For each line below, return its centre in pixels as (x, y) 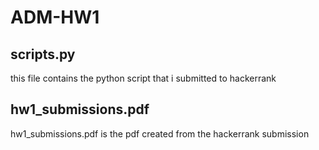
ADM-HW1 (55, 17)
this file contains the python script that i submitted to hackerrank (143, 78)
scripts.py (43, 54)
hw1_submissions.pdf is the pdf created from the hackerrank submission (160, 133)
